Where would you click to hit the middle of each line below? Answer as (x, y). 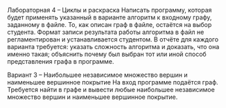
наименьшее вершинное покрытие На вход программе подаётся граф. (113, 82)
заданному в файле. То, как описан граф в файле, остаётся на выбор (110, 25)
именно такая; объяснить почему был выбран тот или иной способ (107, 54)
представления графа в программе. (61, 61)
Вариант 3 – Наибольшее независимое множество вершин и (97, 75)
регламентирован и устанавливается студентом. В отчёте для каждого (113, 39)
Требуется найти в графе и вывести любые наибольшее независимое (111, 90)
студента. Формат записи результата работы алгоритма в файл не (106, 32)
